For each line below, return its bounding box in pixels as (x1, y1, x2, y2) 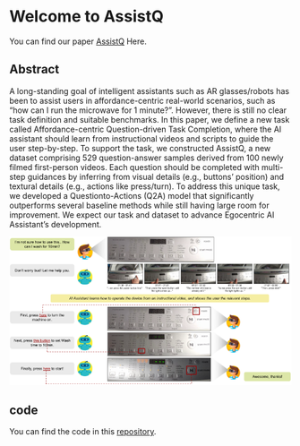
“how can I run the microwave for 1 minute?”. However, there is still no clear (9, 105, 287, 116)
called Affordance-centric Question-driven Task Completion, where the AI (9, 124, 282, 134)
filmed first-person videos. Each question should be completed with (9, 161, 260, 172)
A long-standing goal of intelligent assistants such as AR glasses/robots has (9, 85, 289, 96)
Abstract (9, 62, 60, 77)
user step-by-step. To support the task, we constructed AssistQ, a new (9, 142, 271, 153)
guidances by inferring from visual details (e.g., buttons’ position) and (27, 171, 285, 182)
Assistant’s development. (9, 219, 102, 229)
